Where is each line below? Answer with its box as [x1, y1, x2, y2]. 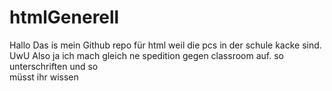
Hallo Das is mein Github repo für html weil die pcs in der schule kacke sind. [9, 39, 322, 51]
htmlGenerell [9, 6, 120, 29]
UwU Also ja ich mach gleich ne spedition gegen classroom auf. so [9, 49, 284, 61]
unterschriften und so [9, 60, 99, 72]
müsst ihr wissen [9, 71, 79, 83]
